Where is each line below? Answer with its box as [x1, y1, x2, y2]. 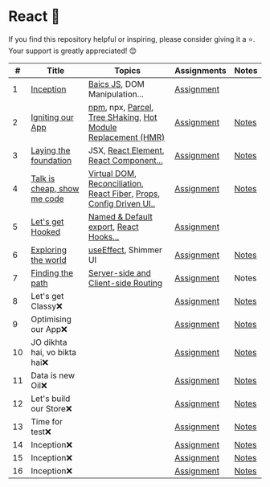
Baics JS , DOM [88, 78, 145, 89]
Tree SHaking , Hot [88, 112, 157, 123]
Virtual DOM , [88, 168, 137, 179]
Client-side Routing [88, 277, 163, 289]
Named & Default [88, 211, 153, 222]
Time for [31, 415, 63, 427]
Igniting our [31, 112, 74, 123]
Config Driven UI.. [88, 198, 155, 209]
